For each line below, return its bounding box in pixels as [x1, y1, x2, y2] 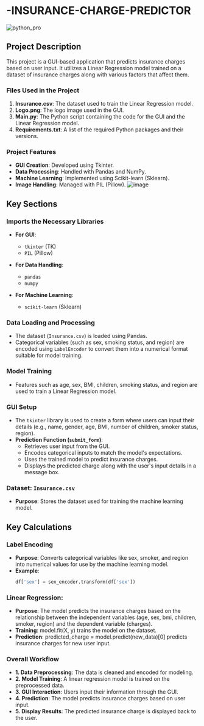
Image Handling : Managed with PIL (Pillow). [15, 181, 126, 188]
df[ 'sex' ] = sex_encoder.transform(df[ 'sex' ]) [15, 579, 136, 585]
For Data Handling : [15, 261, 64, 269]
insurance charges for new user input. [15, 640, 111, 647]
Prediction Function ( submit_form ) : [15, 436, 104, 443]
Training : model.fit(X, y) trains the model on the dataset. [15, 627, 157, 634]
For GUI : [15, 231, 37, 238]
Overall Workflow [6, 655, 59, 663]
